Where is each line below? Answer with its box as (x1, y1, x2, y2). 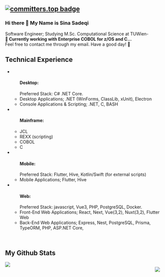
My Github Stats (5, 249, 55, 257)
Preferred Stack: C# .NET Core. (19, 90, 83, 96)
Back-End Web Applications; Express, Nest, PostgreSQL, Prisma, (19, 220, 151, 226)
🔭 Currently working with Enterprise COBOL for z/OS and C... (5, 36, 132, 42)
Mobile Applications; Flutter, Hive (19, 177, 87, 183)
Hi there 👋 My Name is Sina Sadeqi (5, 20, 89, 27)
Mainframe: (19, 117, 44, 123)
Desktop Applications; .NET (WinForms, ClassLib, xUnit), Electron (19, 96, 152, 102)
